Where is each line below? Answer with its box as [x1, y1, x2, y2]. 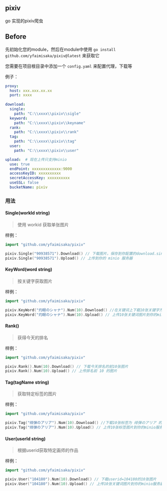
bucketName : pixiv [9, 185, 48, 190]
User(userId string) [5, 435, 46, 441]
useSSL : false [9, 180, 39, 185]
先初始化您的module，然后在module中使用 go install [5, 46, 116, 52]
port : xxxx [9, 93, 32, 98]
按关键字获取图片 [17, 278, 53, 284]
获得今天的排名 [17, 335, 48, 341]
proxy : [5, 83, 19, 88]
